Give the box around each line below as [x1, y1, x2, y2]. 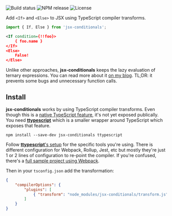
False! [15, 53, 29, 58]
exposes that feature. [6, 122, 51, 128]
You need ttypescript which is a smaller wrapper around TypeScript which [6, 117, 163, 123]
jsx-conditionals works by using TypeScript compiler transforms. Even [6, 106, 155, 112]
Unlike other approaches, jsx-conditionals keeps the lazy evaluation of [6, 67, 156, 73]
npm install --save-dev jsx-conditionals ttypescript [6, 132, 123, 138]
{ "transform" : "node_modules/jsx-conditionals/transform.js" [33, 192, 168, 197]
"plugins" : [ [24, 187, 52, 192]
